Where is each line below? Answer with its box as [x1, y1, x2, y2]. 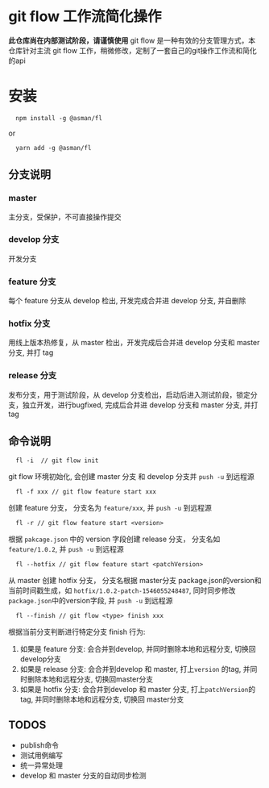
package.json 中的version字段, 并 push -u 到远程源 [8, 595, 173, 605]
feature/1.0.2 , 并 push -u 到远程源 [8, 544, 125, 553]
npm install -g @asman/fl [15, 114, 103, 122]
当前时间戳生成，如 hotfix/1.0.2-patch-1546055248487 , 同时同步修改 [8, 586, 236, 595]
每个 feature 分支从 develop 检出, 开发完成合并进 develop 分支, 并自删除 [8, 296, 246, 306]
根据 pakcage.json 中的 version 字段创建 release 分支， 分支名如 [8, 534, 221, 544]
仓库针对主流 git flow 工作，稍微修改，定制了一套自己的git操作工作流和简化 [8, 45, 258, 55]
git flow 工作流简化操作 [8, 7, 163, 26]
